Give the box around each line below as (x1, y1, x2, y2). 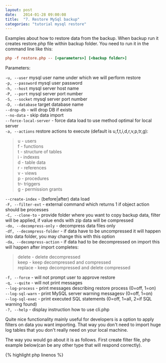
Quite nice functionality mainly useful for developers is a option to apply (5, 316, 154, 323)
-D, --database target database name (5, 101, 84, 107)
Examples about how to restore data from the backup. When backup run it (5, 35, 159, 41)
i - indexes (17, 154, 40, 160)
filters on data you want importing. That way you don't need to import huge (5, 322, 161, 328)
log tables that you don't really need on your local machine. (5, 327, 128, 333)
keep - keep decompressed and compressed (17, 259, 111, 265)
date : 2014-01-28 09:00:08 (5, 12, 66, 17)
